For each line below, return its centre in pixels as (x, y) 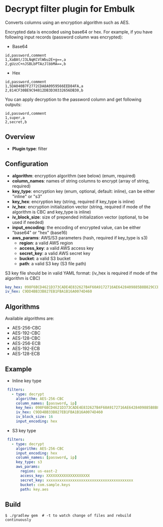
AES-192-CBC (26, 333)
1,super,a (15, 118)
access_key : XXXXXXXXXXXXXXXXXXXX (55, 475)
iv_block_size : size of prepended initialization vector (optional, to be (80, 217)
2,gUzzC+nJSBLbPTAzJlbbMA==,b (36, 64)
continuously (18, 520)
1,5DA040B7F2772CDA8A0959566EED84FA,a (44, 86)
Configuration (27, 164)
